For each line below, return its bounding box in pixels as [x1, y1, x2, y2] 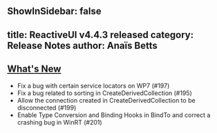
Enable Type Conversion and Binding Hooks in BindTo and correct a [17, 110, 211, 119]
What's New [7, 63, 62, 75]
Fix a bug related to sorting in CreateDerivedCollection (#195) [17, 89, 192, 97]
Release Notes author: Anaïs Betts [7, 39, 158, 51]
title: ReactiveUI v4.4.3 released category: [7, 29, 194, 41]
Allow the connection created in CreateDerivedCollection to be [17, 96, 196, 104]
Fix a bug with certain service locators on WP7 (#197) [17, 81, 170, 90]
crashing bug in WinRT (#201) [17, 118, 102, 126]
